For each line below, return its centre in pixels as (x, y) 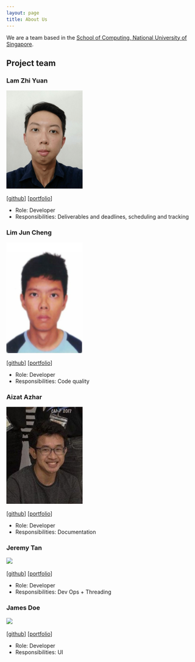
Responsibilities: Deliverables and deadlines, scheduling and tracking (102, 217)
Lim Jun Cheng (29, 233)
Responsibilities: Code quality (52, 381)
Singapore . (20, 44)
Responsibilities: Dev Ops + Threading (63, 592)
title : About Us (27, 19)
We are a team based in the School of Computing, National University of (97, 37)
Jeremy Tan (24, 548)
